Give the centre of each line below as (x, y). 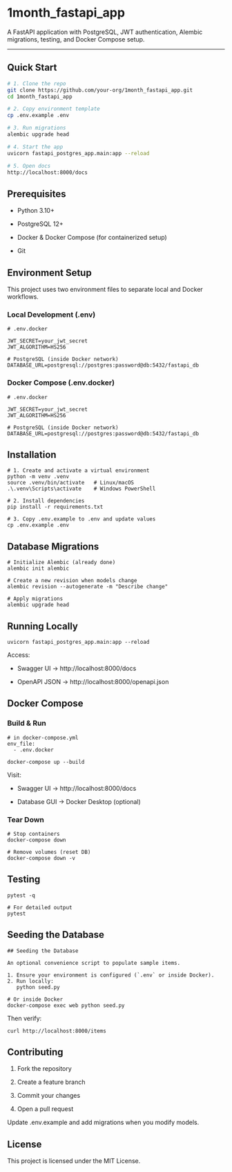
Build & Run (27, 724)
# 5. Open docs (29, 166)
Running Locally (42, 626)
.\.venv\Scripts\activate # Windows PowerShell (81, 489)
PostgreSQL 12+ (40, 224)
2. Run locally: (30, 981)
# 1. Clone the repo (37, 84)
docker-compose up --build (46, 762)
